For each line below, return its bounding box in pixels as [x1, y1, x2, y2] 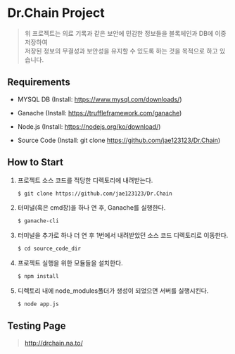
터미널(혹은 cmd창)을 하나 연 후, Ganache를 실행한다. [17, 203, 166, 212]
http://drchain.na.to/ [24, 339, 83, 347]
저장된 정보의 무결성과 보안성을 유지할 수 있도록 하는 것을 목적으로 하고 [24, 46, 218, 55]
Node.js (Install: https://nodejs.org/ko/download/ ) [17, 122, 161, 131]
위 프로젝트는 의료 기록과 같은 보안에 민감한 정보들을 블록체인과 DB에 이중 [24, 29, 227, 37]
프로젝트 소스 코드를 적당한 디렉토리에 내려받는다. [17, 176, 153, 184]
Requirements [7, 76, 70, 89]
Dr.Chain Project [7, 5, 106, 21]
